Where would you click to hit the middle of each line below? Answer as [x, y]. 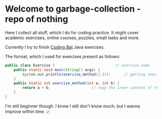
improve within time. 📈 [28, 111]
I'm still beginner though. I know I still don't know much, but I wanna [73, 106]
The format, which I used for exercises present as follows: [63, 56]
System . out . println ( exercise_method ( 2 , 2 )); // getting [84, 74]
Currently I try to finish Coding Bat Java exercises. [55, 47]
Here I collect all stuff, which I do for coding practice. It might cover [72, 32]
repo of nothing [37, 19]
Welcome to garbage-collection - [73, 9]
